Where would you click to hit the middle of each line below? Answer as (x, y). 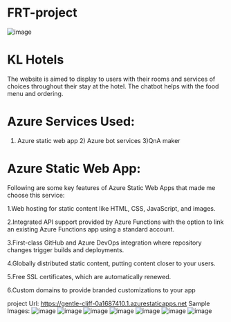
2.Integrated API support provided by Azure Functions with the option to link (115, 222)
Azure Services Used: (71, 122)
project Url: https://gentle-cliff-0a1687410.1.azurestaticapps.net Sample (109, 303)
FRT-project (42, 13)
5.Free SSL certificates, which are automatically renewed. (89, 276)
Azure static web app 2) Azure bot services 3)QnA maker (99, 140)
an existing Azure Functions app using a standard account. (91, 229)
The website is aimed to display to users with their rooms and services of (111, 79)
